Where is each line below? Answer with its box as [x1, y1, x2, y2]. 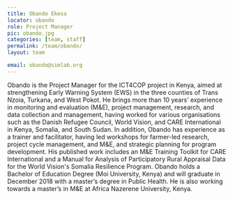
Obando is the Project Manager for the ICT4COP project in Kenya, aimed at [7, 81, 223, 89]
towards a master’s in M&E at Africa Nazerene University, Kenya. [7, 184, 193, 192]
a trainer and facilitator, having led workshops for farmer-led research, [7, 132, 210, 141]
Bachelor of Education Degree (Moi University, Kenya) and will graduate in [7, 169, 221, 178]
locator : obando [7, 17, 54, 24]
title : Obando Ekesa [7, 10, 68, 17]
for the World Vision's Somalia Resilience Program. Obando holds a [7, 162, 200, 171]
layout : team [7, 49, 45, 56]
